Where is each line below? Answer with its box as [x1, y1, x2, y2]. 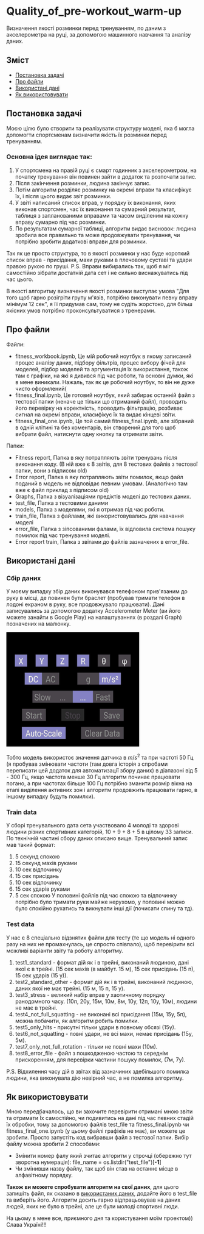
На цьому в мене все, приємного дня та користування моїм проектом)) [6, 1214, 193, 1222]
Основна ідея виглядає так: [6, 152, 92, 161]
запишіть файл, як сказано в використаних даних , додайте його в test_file [6, 1190, 197, 1197]
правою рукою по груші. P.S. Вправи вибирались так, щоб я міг [6, 262, 171, 269]
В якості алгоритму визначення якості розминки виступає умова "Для [6, 287, 189, 294]
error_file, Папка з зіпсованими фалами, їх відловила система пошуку [15, 525, 196, 532]
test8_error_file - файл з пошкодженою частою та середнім [15, 1049, 168, 1057]
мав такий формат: [6, 841, 56, 849]
